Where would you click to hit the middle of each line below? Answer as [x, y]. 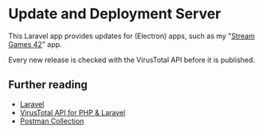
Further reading [48, 85]
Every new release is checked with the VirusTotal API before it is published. [131, 60]
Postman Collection [52, 121]
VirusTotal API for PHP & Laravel [73, 112]
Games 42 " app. [35, 44]
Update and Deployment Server [115, 14]
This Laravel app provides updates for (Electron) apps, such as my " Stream [131, 36]
